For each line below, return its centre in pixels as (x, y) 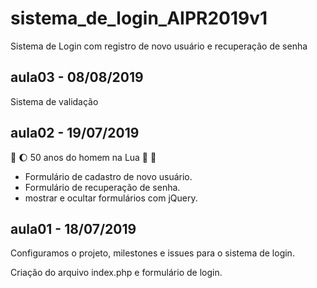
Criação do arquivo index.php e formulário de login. (116, 273)
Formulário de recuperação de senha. (102, 187)
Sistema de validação (54, 101)
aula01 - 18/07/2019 (73, 228)
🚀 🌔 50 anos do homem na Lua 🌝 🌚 (83, 157)
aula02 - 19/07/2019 (75, 133)
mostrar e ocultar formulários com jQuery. (111, 198)
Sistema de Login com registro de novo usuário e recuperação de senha (159, 46)
